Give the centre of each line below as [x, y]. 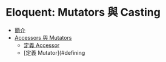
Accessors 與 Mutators [43, 37]
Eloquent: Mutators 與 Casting [83, 12]
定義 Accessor [41, 45]
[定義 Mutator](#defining [54, 52]
